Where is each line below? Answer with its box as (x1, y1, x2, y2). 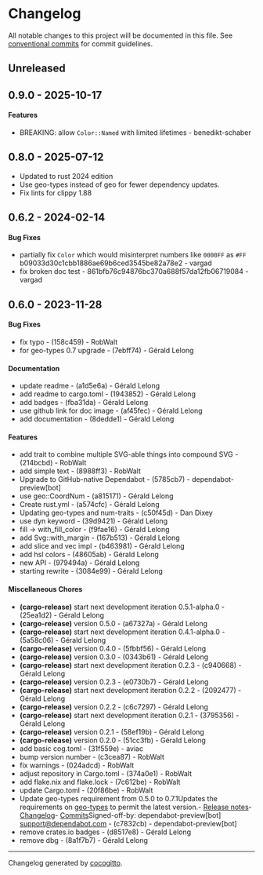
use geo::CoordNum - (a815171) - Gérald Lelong (19, 491, 174, 501)
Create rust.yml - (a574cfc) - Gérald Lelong (19, 500, 160, 509)
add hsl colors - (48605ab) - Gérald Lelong (19, 550, 159, 560)
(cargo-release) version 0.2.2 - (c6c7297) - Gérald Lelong (19, 702, 209, 711)
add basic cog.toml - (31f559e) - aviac (19, 743, 143, 753)
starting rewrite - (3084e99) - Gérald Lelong (19, 567, 163, 576)
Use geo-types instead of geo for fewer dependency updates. (19, 180, 221, 189)
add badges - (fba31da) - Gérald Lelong (19, 398, 149, 407)
